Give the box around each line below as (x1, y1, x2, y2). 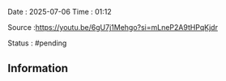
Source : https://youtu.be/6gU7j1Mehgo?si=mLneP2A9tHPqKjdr (7, 23, 218, 32)
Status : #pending (7, 38, 67, 48)
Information (7, 62, 69, 75)
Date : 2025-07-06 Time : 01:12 (7, 7, 113, 16)
